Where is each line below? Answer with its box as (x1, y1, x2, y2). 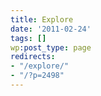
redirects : (10, 52, 56, 62)
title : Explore (10, 14, 74, 25)
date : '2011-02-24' (10, 24, 92, 34)
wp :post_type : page (10, 42, 92, 53)
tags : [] (10, 33, 47, 43)
